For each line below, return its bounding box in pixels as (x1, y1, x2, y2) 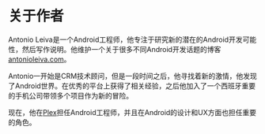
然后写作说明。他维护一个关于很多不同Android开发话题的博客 (21, 44, 221, 54)
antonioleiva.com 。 (8, 54, 71, 64)
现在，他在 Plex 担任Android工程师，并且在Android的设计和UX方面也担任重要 (8, 107, 257, 117)
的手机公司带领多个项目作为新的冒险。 (8, 91, 133, 100)
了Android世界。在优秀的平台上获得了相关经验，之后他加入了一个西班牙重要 (8, 80, 256, 91)
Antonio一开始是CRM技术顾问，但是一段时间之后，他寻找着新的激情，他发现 (8, 71, 257, 80)
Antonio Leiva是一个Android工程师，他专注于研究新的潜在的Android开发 (8, 35, 243, 44)
